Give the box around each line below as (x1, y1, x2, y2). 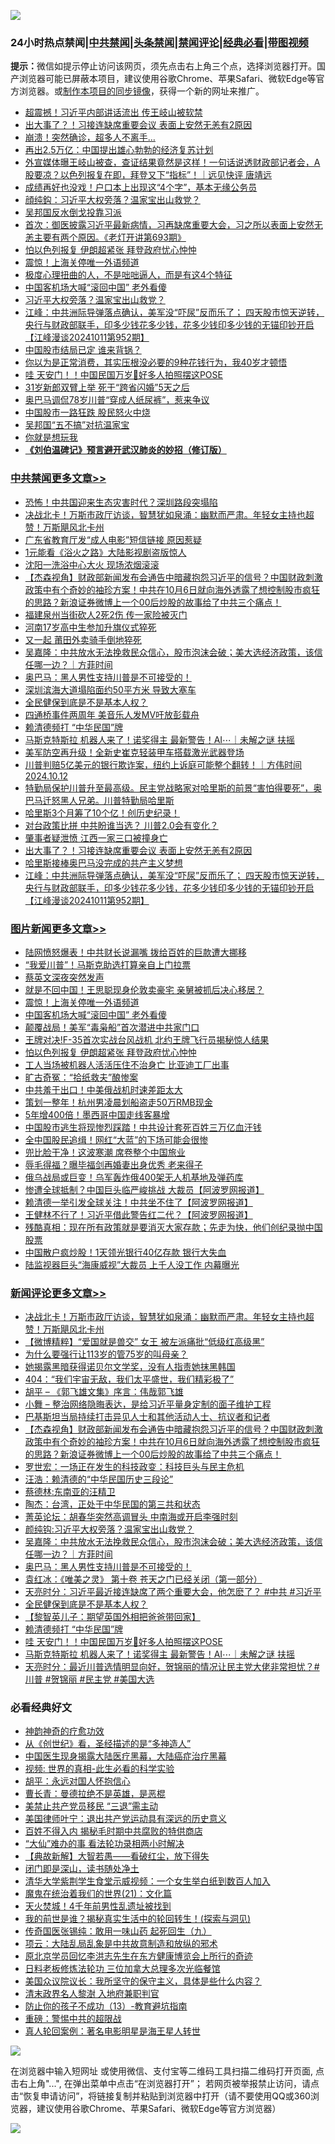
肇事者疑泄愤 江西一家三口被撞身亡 (24, 831, 168, 844)
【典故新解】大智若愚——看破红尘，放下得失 (24, 1850, 210, 1862)
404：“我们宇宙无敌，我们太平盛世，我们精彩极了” (24, 1373, 235, 1385)
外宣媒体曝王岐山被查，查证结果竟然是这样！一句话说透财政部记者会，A (24, 156, 321, 169)
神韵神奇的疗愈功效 (24, 1725, 105, 1737)
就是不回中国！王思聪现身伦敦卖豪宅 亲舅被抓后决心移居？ (24, 983, 265, 995)
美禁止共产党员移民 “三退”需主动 (24, 1800, 159, 1812)
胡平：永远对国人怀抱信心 (24, 1775, 131, 1787)
